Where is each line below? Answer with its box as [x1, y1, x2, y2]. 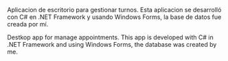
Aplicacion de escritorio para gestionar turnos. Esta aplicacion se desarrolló [7, 6, 222, 14]
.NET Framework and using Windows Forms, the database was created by [7, 41, 217, 48]
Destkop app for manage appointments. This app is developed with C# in [7, 33, 214, 41]
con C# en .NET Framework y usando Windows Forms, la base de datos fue [7, 13, 222, 21]
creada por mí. [7, 20, 49, 28]
